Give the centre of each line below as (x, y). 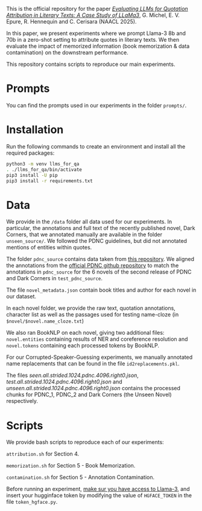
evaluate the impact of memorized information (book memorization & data (98, 46)
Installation (35, 130)
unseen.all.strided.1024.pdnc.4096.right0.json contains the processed (93, 388)
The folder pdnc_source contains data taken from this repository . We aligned (100, 259)
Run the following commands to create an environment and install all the (96, 146)
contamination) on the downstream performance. (67, 53)
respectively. (22, 401)
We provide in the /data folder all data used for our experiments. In (89, 222)
